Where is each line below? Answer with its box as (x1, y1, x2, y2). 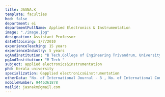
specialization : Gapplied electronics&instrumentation (5, 71, 120, 76)
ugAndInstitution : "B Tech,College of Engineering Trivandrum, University (5, 52, 162, 58)
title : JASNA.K (5, 7, 36, 12)
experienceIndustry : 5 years (5, 48, 65, 53)
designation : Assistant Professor (5, 35, 76, 40)
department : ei (5, 21, 36, 26)
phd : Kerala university (5, 67, 54, 72)
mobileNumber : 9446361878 (5, 80, 58, 85)
